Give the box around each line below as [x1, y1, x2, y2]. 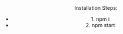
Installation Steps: [74, 5, 118, 11]
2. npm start [85, 22, 115, 28]
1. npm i [91, 16, 110, 22]
